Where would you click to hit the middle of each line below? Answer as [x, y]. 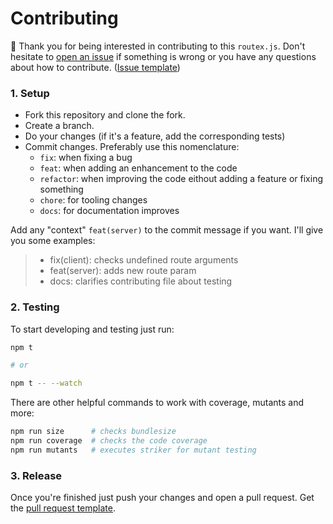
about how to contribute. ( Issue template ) [95, 67]
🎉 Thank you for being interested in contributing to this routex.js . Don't [158, 46]
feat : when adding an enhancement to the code [138, 168]
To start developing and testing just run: [92, 329]
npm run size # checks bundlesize [93, 432]
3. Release [36, 475]
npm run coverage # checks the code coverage [109, 441]
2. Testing [35, 307]
